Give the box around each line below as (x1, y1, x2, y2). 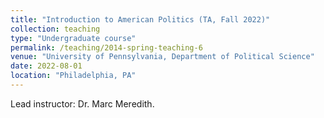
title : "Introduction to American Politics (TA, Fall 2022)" (10, 14, 271, 25)
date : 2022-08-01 (10, 61, 83, 71)
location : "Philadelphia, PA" (10, 71, 137, 81)
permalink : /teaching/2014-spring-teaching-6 (10, 42, 203, 53)
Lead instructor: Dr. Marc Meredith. (10, 97, 155, 110)
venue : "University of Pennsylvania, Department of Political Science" (10, 52, 315, 62)
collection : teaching (10, 24, 101, 34)
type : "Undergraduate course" (10, 33, 137, 43)
